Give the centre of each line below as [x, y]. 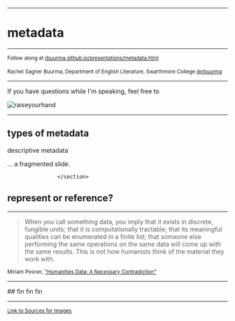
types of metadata [48, 134]
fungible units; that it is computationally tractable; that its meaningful [123, 229]
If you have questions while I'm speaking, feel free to [83, 91]
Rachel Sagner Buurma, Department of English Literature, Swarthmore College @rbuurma [115, 71]
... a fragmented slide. [39, 164]
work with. [40, 259]
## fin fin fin [25, 291]
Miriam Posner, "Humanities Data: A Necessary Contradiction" [82, 272]
